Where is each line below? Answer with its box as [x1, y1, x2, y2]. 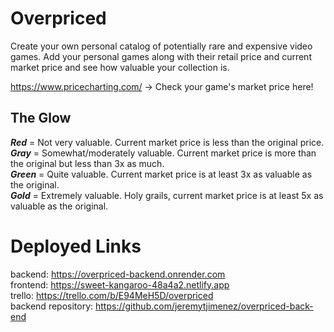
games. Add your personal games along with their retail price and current [10, 50, 312, 62]
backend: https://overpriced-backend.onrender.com [10, 268, 226, 280]
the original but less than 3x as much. [10, 157, 165, 169]
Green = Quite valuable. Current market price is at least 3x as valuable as [10, 168, 313, 180]
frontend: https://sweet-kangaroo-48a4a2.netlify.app [10, 278, 230, 291]
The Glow [10, 110, 72, 127]
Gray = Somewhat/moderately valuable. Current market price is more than [10, 147, 317, 159]
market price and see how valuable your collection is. [10, 61, 230, 73]
